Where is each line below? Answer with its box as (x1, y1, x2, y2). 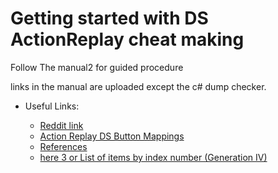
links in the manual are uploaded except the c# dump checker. (10, 80, 267, 92)
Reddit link (39, 119, 84, 131)
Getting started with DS (10, 7, 209, 30)
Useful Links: (24, 100, 80, 112)
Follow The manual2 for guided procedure (10, 61, 184, 73)
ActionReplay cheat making (10, 28, 245, 51)
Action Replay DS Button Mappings (39, 130, 185, 142)
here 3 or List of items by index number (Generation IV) (39, 151, 268, 163)
